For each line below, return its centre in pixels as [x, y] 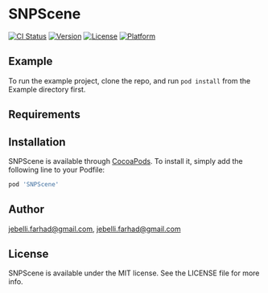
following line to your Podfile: [57, 169]
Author [26, 210]
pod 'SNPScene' [34, 184]
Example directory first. [47, 89]
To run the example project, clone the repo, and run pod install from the [130, 80]
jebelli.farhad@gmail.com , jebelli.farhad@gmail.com [95, 229]
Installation [37, 142]
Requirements [44, 114]
